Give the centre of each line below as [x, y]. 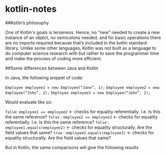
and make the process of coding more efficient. [54, 58]
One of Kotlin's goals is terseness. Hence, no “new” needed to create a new [83, 32]
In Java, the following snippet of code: [44, 77]
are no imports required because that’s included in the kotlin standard [76, 42]
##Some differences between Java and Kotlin [52, 68]
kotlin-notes [31, 9]
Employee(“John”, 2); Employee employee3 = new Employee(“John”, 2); [78, 93]
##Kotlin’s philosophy [27, 23]
